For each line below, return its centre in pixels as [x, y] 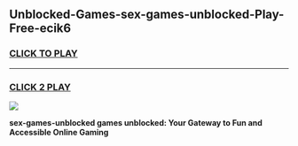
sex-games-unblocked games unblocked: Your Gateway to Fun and [136, 122]
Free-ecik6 [40, 29]
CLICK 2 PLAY [40, 87]
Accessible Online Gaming [59, 132]
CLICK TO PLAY [43, 54]
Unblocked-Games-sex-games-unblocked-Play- [147, 15]
